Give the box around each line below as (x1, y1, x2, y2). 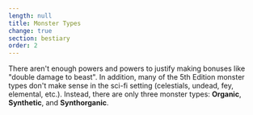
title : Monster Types (8, 19, 82, 27)
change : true (8, 27, 53, 35)
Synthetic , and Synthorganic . (8, 98, 109, 108)
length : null (8, 11, 53, 20)
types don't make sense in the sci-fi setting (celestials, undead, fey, (8, 81, 234, 91)
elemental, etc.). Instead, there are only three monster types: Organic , (8, 89, 242, 99)
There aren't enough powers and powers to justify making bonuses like (8, 64, 246, 73)
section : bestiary (8, 34, 70, 43)
